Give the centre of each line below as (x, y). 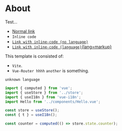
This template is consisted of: (34, 56)
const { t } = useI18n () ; (31, 115)
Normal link (23, 31)
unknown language (23, 80)
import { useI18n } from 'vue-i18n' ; (43, 97)
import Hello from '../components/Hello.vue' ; (53, 102)
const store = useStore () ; (32, 110)
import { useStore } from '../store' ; (44, 93)
